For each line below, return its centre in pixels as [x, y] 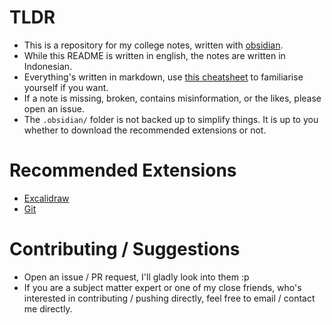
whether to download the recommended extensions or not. [145, 130]
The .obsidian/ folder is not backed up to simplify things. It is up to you [171, 119]
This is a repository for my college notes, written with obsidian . [153, 45]
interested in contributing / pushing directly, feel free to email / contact [169, 298]
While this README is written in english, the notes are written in [154, 55]
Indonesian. [48, 66]
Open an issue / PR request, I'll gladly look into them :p [136, 277]
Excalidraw [46, 198]
